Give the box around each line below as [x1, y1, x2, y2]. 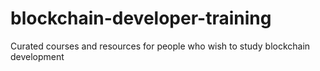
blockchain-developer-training [10, 7, 272, 30]
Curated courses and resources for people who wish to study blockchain [10, 40, 311, 52]
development [10, 50, 65, 62]
